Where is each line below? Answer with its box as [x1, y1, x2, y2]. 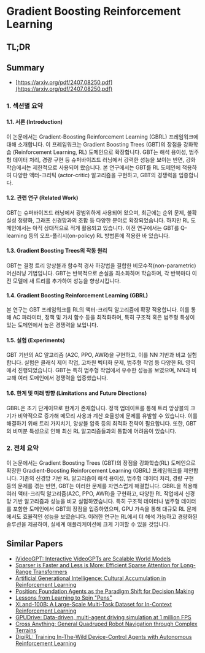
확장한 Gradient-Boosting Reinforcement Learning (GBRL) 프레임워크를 [6, 467, 182, 474]
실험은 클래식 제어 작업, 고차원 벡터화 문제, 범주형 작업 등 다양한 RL [24, 359, 184, 366]
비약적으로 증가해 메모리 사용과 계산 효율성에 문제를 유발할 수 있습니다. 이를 [17, 412, 198, 419]
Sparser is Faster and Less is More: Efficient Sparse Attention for [15, 561, 179, 568]
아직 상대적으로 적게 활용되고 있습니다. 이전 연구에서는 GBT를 [33, 224, 179, 231]
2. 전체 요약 [6, 444, 39, 453]
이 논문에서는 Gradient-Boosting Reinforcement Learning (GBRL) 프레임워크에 [6, 133, 199, 140]
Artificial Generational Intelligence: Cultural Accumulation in [15, 575, 166, 582]
